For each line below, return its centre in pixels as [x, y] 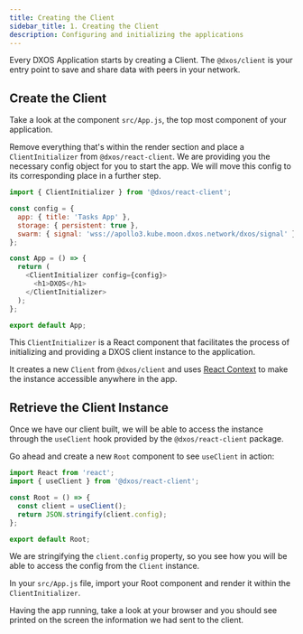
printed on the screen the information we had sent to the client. [127, 620]
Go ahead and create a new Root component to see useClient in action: [142, 456]
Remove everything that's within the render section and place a [127, 147]
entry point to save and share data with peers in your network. [125, 70]
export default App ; [48, 325]
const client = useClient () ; [72, 506]
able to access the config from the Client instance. [105, 566]
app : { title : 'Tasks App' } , [74, 217]
